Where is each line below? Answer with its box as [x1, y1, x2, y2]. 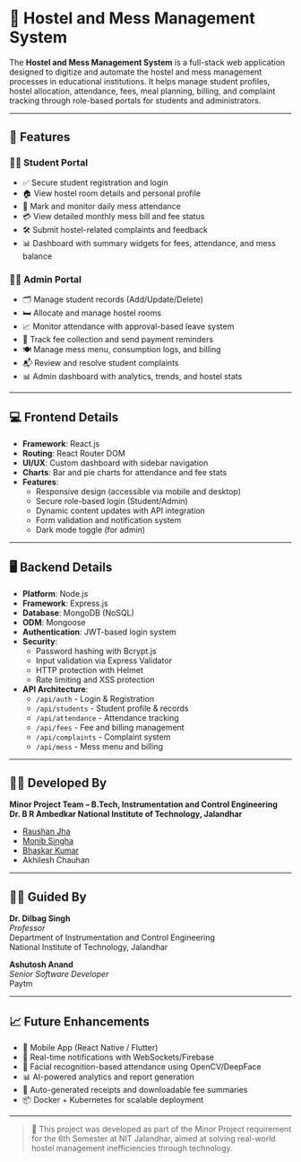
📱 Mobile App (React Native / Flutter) [21, 1042, 159, 1052]
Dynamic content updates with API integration [35, 505, 206, 516]
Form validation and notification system [35, 514, 182, 525]
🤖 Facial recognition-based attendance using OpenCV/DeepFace [21, 1060, 262, 1072]
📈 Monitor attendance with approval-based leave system [21, 321, 235, 332]
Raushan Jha [21, 826, 71, 837]
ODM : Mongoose [21, 616, 86, 627]
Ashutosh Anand [9, 959, 73, 970]
